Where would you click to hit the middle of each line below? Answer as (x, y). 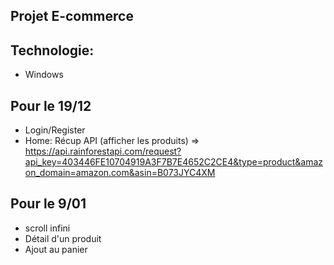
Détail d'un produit (63, 238)
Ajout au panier (56, 249)
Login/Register (55, 130)
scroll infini (47, 228)
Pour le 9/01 (48, 204)
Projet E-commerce (72, 16)
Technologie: (52, 50)
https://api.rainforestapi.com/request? (103, 151)
